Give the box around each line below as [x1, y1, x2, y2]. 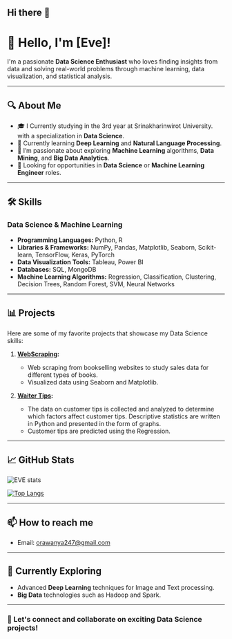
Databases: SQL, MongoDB [17, 265, 97, 273]
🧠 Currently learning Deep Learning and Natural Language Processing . [17, 139, 222, 147]
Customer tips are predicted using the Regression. [27, 427, 171, 435]
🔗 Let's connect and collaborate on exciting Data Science [7, 615, 202, 624]
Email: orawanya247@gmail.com [17, 539, 110, 547]
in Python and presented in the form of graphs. [27, 419, 161, 427]
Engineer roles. [17, 169, 62, 177]
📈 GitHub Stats [7, 454, 75, 466]
